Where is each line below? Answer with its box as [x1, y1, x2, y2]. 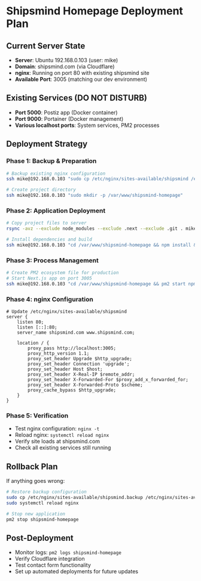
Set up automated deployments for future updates [14, 568, 139, 575]
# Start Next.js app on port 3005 [6, 275, 93, 281]
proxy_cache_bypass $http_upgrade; [28, 387, 117, 393]
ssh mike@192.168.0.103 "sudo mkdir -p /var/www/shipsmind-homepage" [6, 193, 184, 199]
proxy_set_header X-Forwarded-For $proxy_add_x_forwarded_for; [28, 377, 188, 383]
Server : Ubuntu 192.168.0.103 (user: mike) [14, 57, 118, 63]
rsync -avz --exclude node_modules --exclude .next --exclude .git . [6, 226, 184, 232]
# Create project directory [6, 187, 77, 193]
